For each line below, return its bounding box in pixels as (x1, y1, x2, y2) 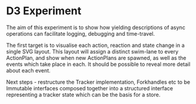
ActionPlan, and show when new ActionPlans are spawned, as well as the (6, 54, 186, 61)
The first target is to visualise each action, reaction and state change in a (6, 42, 185, 49)
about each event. (6, 67, 51, 74)
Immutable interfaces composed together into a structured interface (6, 84, 173, 92)
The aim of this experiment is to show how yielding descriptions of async (6, 24, 186, 31)
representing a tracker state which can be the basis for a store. (6, 91, 161, 98)
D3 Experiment (6, 4, 82, 18)
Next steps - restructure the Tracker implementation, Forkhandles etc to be (6, 78, 191, 86)
